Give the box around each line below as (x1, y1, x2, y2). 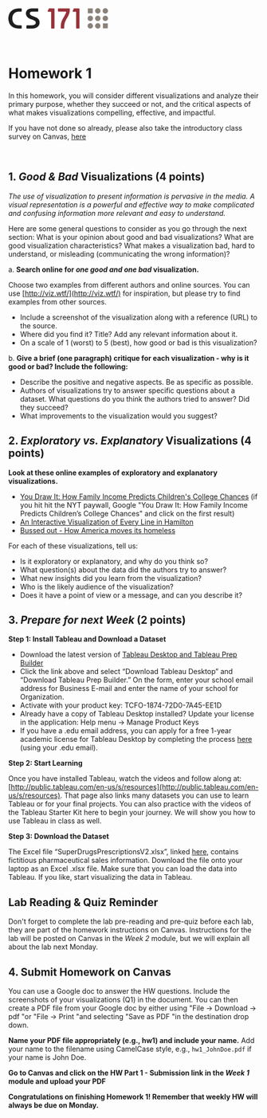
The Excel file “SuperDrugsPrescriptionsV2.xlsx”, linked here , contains (8, 847, 239, 857)
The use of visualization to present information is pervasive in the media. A (8, 191, 255, 201)
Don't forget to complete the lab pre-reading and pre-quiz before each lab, (8, 916, 253, 927)
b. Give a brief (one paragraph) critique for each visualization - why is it (8, 353, 249, 363)
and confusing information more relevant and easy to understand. (8, 208, 226, 218)
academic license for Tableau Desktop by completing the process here (19, 735, 253, 744)
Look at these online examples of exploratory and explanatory (8, 468, 218, 477)
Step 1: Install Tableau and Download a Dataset (8, 634, 167, 644)
